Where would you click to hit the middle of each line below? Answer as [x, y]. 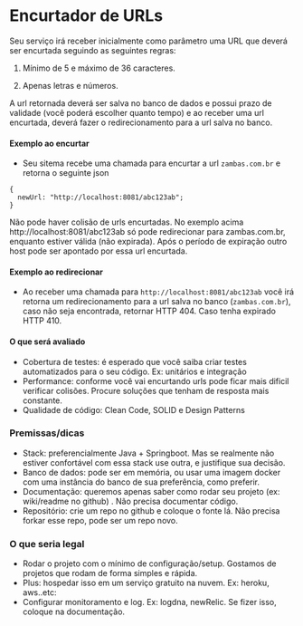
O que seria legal [47, 544]
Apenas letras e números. [71, 85]
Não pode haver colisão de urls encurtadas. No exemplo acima [127, 222]
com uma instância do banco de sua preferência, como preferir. [141, 482]
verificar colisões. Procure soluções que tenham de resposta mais [146, 390]
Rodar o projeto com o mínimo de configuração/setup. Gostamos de [149, 563]
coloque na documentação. [73, 612]
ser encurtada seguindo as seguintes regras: [93, 50]
